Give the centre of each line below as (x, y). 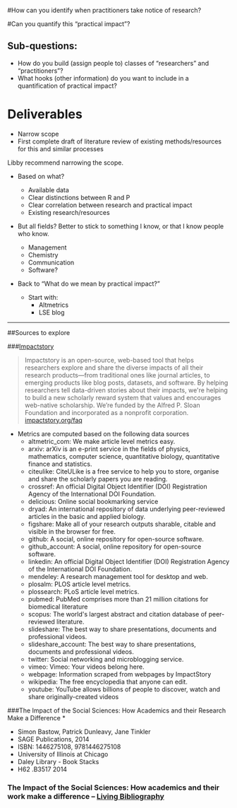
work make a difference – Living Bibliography (86, 796)
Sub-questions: (42, 46)
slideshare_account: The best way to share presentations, (112, 644)
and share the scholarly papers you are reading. (98, 479)
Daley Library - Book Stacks (58, 761)
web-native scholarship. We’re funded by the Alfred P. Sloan (113, 405)
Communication (51, 262)
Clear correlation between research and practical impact (110, 205)
